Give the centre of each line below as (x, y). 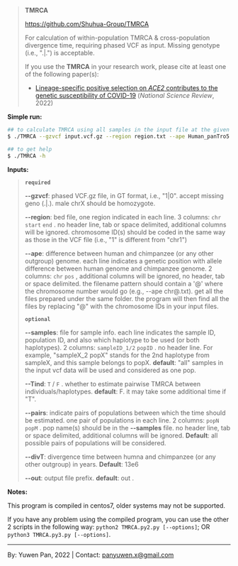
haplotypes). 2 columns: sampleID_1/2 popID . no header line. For (119, 347)
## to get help (30, 149)
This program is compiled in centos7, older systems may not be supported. (116, 505)
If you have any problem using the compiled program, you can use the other (118, 519)
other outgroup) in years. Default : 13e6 (82, 464)
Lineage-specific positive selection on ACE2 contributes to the (126, 88)
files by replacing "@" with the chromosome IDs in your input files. (122, 306)
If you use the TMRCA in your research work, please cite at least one (125, 66)
